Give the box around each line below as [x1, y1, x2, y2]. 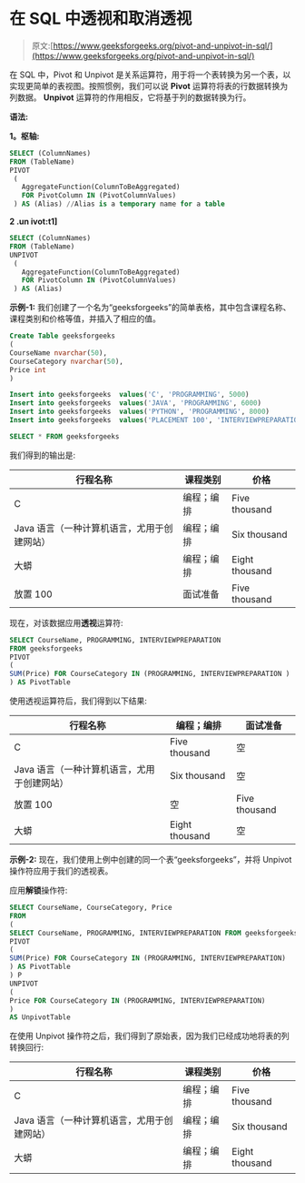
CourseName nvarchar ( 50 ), [9, 348, 107, 358]
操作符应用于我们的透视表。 [9, 865, 113, 876]
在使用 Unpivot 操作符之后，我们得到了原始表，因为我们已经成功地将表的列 [9, 1030, 290, 1042]
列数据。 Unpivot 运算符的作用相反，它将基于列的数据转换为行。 [9, 92, 251, 103]
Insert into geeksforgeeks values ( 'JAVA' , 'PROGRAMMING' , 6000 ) [9, 399, 261, 408]
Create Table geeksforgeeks [9, 331, 116, 341]
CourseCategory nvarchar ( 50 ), [9, 357, 124, 366]
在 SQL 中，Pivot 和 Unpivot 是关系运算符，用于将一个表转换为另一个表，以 [9, 69, 291, 80]
